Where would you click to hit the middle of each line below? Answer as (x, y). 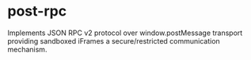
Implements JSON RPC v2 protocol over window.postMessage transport (125, 33)
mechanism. (27, 49)
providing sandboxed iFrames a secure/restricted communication (114, 41)
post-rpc (37, 11)
